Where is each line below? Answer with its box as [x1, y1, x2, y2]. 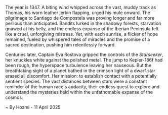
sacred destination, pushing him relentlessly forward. [5, 42, 116, 47]
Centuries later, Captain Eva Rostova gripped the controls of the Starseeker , [5, 51, 163, 57]
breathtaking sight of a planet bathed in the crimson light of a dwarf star [5, 68, 156, 74]
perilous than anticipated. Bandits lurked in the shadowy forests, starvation [5, 20, 161, 26]
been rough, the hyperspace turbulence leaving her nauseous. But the [5, 63, 152, 68]
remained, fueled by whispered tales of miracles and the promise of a [5, 36, 150, 42]
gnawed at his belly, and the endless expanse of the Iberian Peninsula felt [5, 26, 159, 32]
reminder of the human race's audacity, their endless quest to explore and [5, 84, 160, 90]
